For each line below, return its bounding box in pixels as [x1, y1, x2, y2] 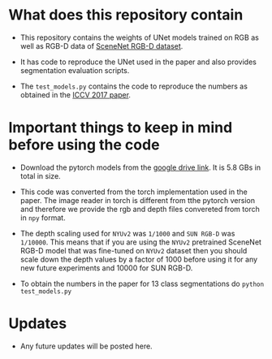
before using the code [8, 136, 160, 154]
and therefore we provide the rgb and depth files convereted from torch [19, 204, 260, 214]
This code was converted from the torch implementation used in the [19, 187, 248, 197]
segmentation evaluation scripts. [19, 65, 130, 75]
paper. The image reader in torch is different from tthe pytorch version [19, 195, 256, 205]
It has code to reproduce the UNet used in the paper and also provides [19, 57, 257, 67]
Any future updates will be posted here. [19, 341, 153, 351]
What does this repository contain [8, 6, 244, 24]
